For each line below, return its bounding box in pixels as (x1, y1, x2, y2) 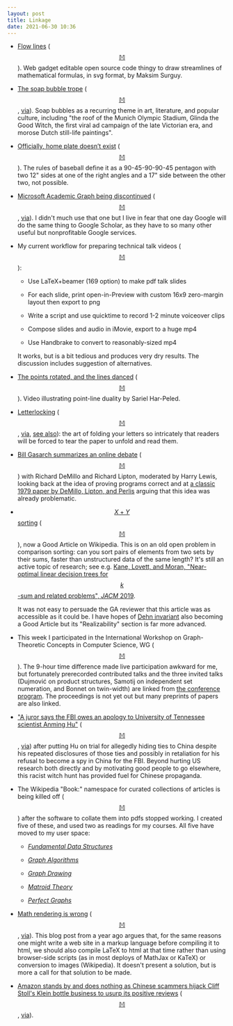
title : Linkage (7, 17, 51, 24)
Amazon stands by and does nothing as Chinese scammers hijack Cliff (17, 982, 220, 991)
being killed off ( (17, 792, 65, 801)
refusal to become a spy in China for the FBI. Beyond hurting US (17, 757, 201, 765)
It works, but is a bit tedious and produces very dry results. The (17, 352, 200, 360)
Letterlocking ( (17, 408, 60, 416)
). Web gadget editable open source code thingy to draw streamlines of (17, 64, 223, 72)
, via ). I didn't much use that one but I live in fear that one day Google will (17, 213, 227, 222)
